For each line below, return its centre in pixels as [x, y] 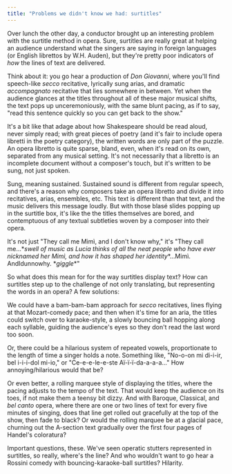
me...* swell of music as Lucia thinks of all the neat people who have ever [112, 248]
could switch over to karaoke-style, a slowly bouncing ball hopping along [111, 320]
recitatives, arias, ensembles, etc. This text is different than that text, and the [116, 199]
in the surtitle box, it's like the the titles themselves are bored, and [101, 213]
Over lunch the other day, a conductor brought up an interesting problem [110, 33]
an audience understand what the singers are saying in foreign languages [112, 48]
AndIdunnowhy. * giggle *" [43, 263]
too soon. [21, 334]
